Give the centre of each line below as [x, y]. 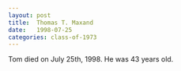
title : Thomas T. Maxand [51, 23]
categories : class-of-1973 [53, 37]
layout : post [30, 15]
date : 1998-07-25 [40, 30]
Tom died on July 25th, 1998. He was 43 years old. [91, 59]
